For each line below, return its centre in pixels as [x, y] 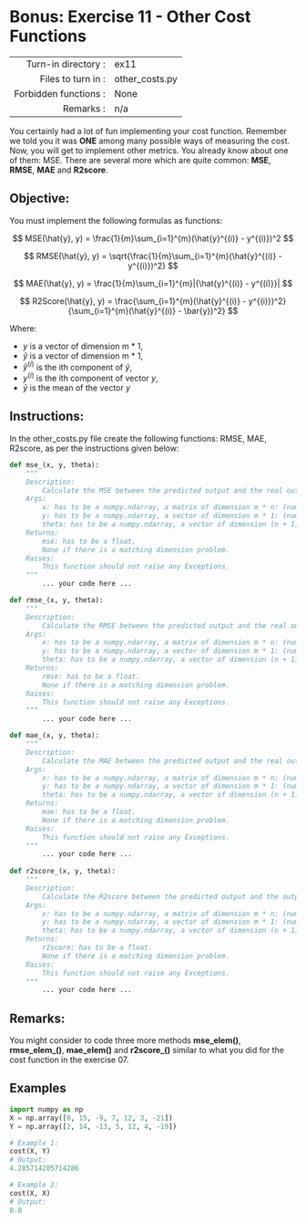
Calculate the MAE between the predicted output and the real [163, 761]
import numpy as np [46, 1109]
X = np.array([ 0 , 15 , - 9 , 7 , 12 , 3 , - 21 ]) [91, 1118]
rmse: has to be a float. [92, 676]
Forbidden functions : [60, 93]
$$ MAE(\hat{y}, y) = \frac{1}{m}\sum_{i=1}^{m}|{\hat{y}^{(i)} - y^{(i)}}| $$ [153, 283]
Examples [38, 1088]
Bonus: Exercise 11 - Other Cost [130, 17]
